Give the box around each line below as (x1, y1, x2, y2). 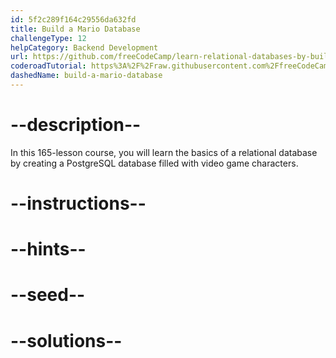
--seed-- (10, 284, 86, 306)
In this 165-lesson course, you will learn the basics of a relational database (10, 146, 318, 158)
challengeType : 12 (10, 33, 87, 43)
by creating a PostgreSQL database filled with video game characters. (10, 157, 299, 169)
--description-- (10, 114, 142, 136)
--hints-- (10, 238, 87, 261)
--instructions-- (10, 192, 147, 215)
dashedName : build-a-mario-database (10, 71, 163, 81)
